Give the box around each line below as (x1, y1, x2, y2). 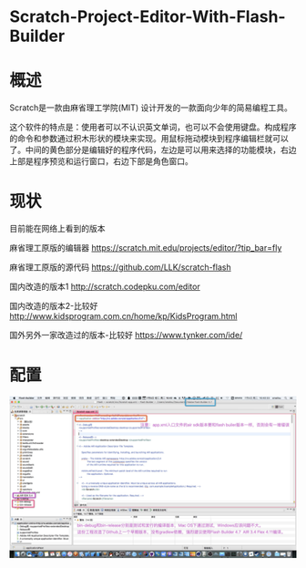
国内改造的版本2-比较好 (9, 301, 98, 312)
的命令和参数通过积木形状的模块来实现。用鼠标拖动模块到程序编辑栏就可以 (9, 133, 289, 144)
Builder (9, 26, 66, 46)
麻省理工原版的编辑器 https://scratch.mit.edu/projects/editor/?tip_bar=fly (9, 243, 282, 253)
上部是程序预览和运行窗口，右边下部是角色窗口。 (9, 156, 193, 167)
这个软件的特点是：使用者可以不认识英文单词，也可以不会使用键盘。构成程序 (9, 121, 297, 133)
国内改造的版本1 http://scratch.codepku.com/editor (9, 281, 200, 293)
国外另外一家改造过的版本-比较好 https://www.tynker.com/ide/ (9, 330, 243, 341)
